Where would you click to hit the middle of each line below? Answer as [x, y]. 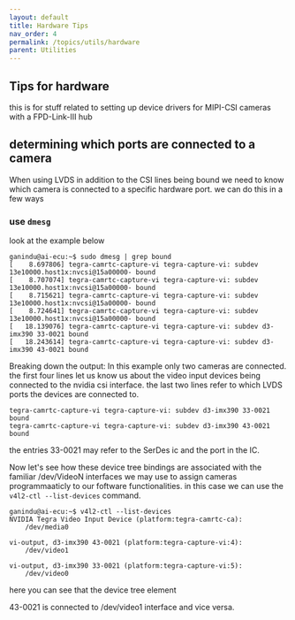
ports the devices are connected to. [74, 394]
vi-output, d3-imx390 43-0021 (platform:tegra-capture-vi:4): [126, 543]
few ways [26, 198]
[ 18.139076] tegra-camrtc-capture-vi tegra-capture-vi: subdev [134, 327]
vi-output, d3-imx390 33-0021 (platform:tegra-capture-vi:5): [126, 566]
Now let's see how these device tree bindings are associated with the [136, 467]
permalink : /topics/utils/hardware [75, 42]
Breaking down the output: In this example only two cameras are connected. [148, 366]
